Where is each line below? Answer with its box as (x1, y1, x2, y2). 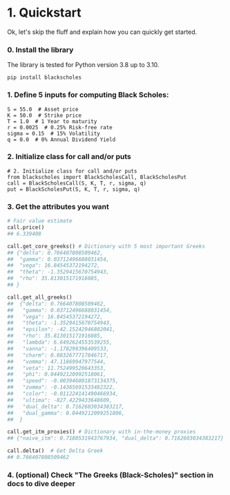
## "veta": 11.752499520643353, (7, 364, 107, 371)
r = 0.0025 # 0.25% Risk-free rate (7, 124, 113, 131)
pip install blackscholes (7, 74, 82, 81)
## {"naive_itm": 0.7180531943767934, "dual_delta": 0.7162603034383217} (7, 435, 224, 442)
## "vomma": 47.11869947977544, (7, 358, 107, 365)
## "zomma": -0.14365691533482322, (7, 384, 116, 391)
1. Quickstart (7, 5, 82, 21)
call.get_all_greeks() (7, 294, 73, 301)
